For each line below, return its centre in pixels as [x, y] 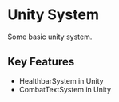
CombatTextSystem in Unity [65, 89]
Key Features [41, 62]
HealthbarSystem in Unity [61, 80]
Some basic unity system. [50, 37]
